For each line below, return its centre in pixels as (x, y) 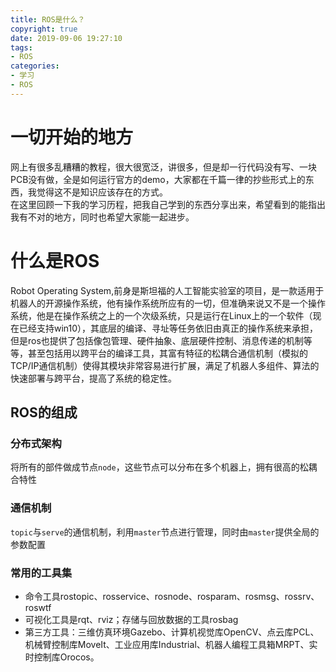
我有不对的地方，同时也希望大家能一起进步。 (102, 217)
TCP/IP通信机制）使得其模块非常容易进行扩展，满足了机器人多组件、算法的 (165, 365)
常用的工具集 (41, 573)
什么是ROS (55, 260)
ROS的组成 (44, 412)
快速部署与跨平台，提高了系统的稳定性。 (93, 378)
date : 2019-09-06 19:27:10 (66, 38)
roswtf (38, 607)
